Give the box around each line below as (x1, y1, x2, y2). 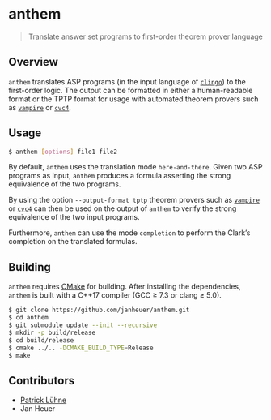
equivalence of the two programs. (8, 179, 121, 189)
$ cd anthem (8, 314, 49, 322)
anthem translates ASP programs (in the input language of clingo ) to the (8, 76, 247, 86)
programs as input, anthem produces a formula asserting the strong (8, 171, 231, 181)
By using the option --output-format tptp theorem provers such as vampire (8, 195, 260, 205)
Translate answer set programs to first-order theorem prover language (28, 32, 263, 41)
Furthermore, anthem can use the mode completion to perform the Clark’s (8, 228, 251, 238)
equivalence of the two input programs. (8, 212, 140, 222)
